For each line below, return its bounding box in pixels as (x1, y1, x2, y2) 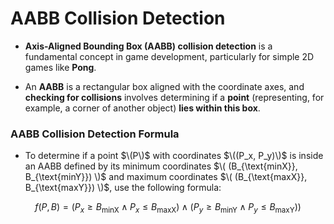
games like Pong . (24, 61, 97, 73)
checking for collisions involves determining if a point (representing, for (24, 91, 325, 103)
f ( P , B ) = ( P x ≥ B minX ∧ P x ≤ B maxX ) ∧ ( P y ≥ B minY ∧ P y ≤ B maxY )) (34, 201, 302, 216)
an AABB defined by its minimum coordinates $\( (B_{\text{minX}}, (24, 160, 298, 172)
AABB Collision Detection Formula (10, 127, 180, 141)
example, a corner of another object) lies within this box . (24, 102, 261, 114)
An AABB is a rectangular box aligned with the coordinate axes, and (24, 80, 305, 92)
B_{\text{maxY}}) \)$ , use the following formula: (24, 182, 222, 194)
